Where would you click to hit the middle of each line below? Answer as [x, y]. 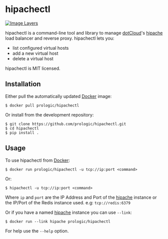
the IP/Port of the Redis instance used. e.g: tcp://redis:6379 [68, 202]
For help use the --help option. [37, 231]
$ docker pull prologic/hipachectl [42, 105]
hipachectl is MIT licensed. [33, 68]
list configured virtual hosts [40, 48]
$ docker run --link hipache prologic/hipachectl [58, 221]
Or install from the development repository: [49, 114]
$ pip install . [22, 133]
